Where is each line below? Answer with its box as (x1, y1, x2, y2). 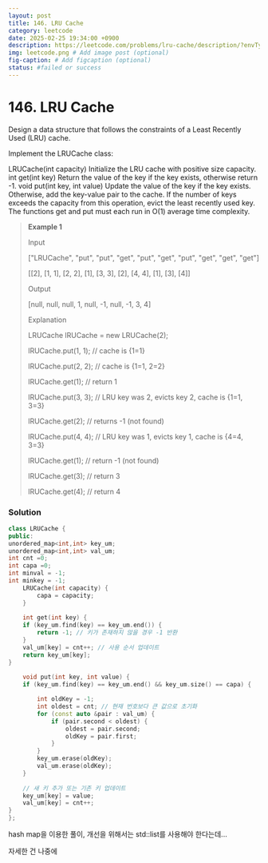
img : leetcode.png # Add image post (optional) (8, 49, 170, 57)
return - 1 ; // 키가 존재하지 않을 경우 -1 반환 (37, 629, 178, 637)
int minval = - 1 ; (8, 569, 66, 578)
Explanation (27, 315, 67, 324)
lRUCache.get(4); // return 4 (27, 487, 121, 496)
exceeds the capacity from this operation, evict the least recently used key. (8, 197, 255, 208)
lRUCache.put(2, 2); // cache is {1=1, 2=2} (27, 361, 166, 371)
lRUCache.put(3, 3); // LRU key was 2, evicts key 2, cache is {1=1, (27, 392, 243, 402)
